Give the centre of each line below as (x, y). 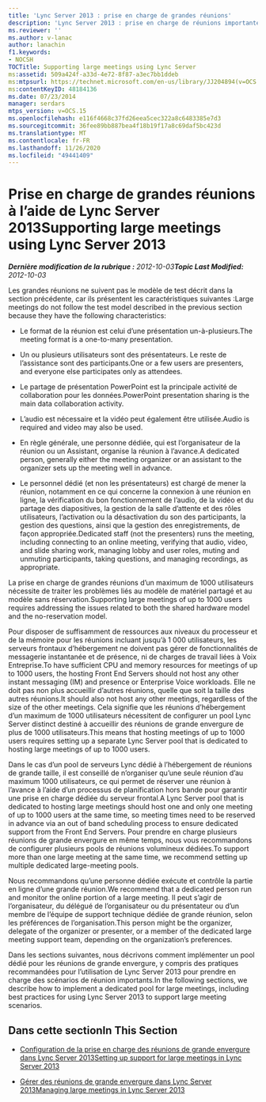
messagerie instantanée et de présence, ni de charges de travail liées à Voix (133, 657)
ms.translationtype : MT (47, 133)
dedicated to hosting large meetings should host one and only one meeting (131, 807)
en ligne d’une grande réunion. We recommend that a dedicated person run (130, 889)
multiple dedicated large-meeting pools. (73, 865)
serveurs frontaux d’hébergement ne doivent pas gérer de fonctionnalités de (133, 649)
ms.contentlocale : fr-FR (49, 140)
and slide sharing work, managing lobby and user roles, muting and (129, 551)
